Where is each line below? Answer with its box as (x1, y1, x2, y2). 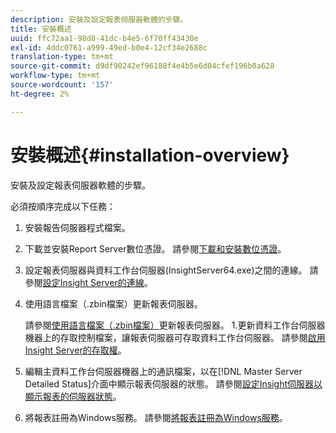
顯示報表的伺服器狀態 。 (24, 390, 122, 402)
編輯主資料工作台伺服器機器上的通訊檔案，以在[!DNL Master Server (24, 365, 303, 377)
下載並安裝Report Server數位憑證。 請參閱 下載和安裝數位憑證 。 (24, 242, 287, 255)
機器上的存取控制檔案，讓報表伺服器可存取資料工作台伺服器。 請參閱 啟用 (24, 331, 326, 343)
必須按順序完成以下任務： (10, 200, 116, 212)
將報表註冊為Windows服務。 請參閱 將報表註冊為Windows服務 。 (24, 411, 288, 423)
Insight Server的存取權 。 (24, 344, 127, 356)
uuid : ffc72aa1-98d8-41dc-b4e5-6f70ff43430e (10, 33, 199, 43)
